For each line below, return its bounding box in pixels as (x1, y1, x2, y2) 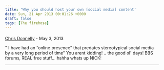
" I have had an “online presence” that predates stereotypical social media (5, 44, 154, 51)
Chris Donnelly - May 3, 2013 (5, 35, 64, 41)
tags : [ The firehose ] (5, 20, 49, 26)
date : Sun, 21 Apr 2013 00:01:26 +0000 (5, 12, 86, 16)
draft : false (5, 16, 32, 21)
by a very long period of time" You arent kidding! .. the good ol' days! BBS (5, 50, 153, 56)
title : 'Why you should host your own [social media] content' (5, 7, 137, 12)
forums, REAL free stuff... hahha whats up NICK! (5, 55, 102, 61)
